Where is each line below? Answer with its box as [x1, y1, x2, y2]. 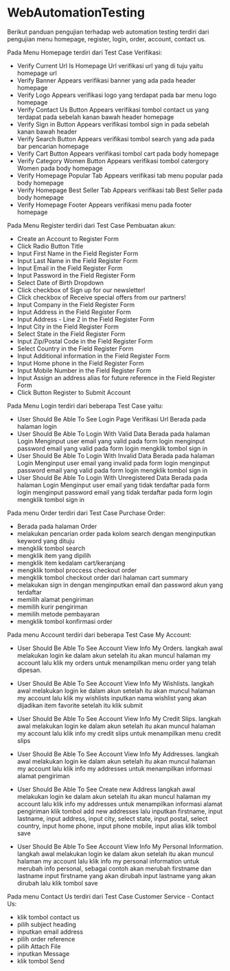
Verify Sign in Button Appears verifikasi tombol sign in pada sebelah [16, 120, 209, 128]
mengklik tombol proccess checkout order [16, 566, 137, 574]
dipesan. [16, 666, 43, 674]
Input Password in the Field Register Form [16, 271, 136, 280]
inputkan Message [16, 949, 70, 958]
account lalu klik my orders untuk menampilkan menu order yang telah [16, 658, 216, 667]
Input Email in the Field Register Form [16, 264, 123, 272]
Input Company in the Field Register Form [16, 300, 135, 309]
